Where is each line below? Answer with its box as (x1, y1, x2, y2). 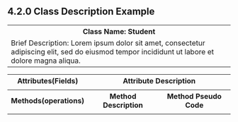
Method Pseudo (166, 91, 222, 101)
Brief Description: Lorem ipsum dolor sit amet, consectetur (11, 38, 205, 48)
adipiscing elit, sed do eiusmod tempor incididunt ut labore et (11, 47, 215, 56)
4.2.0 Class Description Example (7, 6, 155, 18)
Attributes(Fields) (17, 75, 79, 85)
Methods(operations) (11, 95, 85, 105)
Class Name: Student (82, 26, 156, 36)
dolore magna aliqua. (11, 56, 81, 66)
